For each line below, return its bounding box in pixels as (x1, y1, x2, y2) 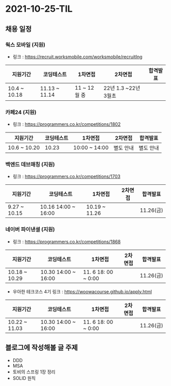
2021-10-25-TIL (5, 3, 73, 15)
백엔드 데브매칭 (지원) (5, 161, 55, 168)
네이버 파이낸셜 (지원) (5, 226, 55, 233)
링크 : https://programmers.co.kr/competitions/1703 (12, 174, 121, 180)
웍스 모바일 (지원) (5, 41, 46, 48)
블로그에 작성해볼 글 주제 (5, 343, 78, 352)
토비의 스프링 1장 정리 (12, 369, 56, 375)
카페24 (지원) (5, 108, 37, 116)
